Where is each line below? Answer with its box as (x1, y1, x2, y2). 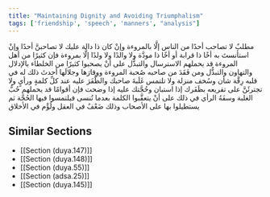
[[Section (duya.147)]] (19, 146, 93, 155)
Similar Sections (8, 124, 93, 137)
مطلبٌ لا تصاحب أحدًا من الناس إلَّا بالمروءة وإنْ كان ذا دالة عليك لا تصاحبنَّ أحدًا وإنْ (8, 41, 255, 51)
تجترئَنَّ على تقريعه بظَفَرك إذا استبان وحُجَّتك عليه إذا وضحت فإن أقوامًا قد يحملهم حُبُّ (8, 84, 263, 93)
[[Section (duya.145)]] (19, 180, 93, 190)
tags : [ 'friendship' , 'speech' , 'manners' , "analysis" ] (8, 19, 200, 27)
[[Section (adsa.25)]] (19, 171, 90, 181)
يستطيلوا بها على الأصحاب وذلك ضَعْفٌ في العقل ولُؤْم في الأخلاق (8, 101, 200, 111)
